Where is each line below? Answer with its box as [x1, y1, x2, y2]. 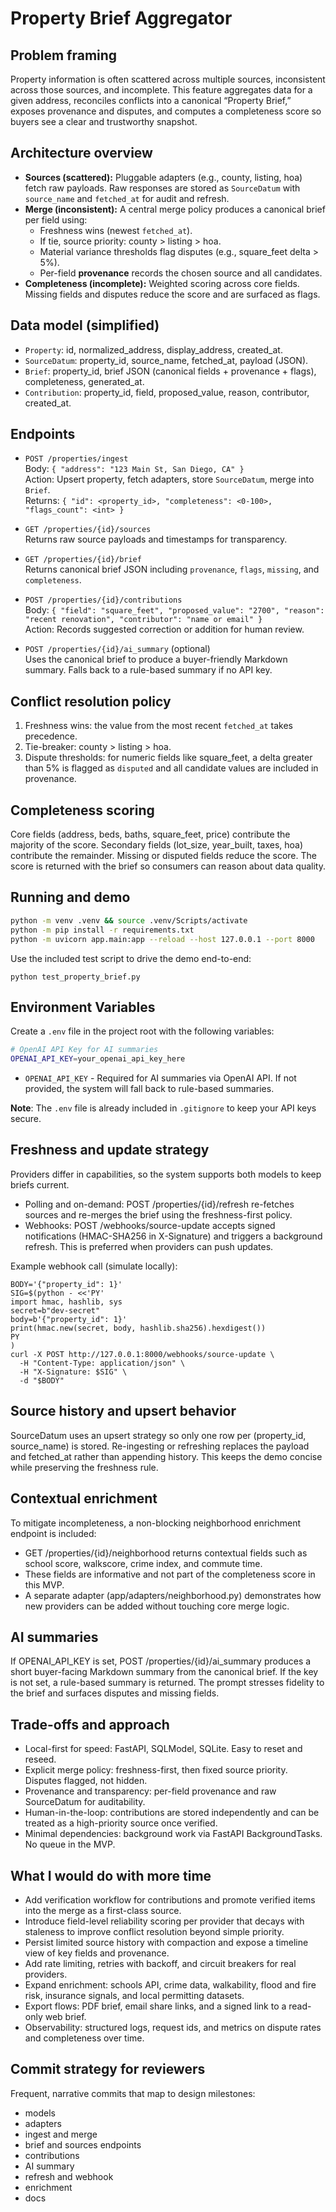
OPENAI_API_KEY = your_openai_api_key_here [10, 1054, 186, 1064]
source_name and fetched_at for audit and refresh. [24, 192, 230, 204]
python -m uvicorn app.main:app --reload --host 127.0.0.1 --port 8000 [10, 934, 315, 944]
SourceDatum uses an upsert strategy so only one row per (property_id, [10, 1429, 307, 1441]
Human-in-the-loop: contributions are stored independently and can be [24, 1807, 320, 1819]
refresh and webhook [24, 2170, 114, 2182]
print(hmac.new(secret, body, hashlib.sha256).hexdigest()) [10, 1323, 267, 1333]
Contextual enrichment [10, 1490, 158, 1507]
